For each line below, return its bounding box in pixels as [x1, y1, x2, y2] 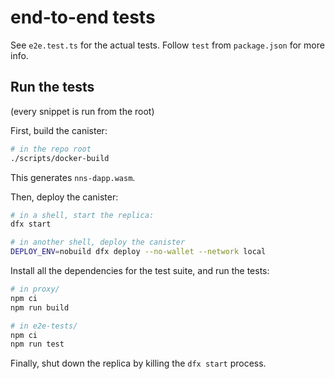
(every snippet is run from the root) [10, 105, 155, 117]
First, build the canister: [10, 124, 108, 136]
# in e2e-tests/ [10, 321, 78, 331]
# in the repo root [10, 144, 92, 154]
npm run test [10, 339, 65, 350]
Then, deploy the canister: [10, 191, 119, 203]
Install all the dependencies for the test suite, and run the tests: [10, 265, 270, 276]
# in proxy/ [10, 284, 60, 294]
